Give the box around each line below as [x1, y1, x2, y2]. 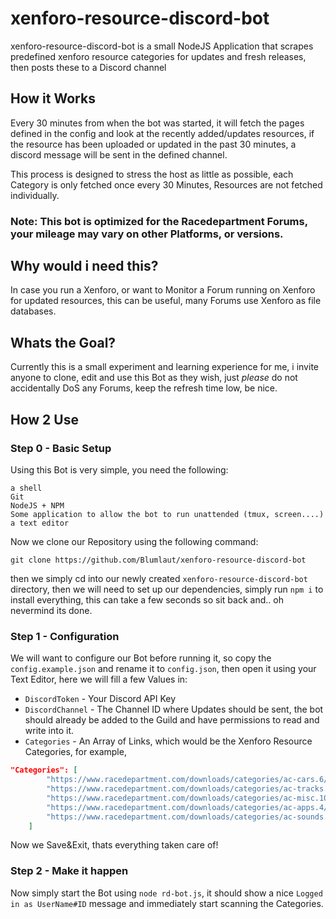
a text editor [10, 518, 70, 528]
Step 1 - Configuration [10, 629, 120, 643]
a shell [10, 483, 43, 493]
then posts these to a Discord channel [10, 61, 167, 73]
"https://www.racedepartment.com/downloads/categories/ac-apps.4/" [46, 802, 333, 812]
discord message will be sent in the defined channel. [10, 148, 228, 161]
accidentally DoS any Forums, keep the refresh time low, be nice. [10, 382, 278, 394]
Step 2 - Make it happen [10, 864, 129, 878]
